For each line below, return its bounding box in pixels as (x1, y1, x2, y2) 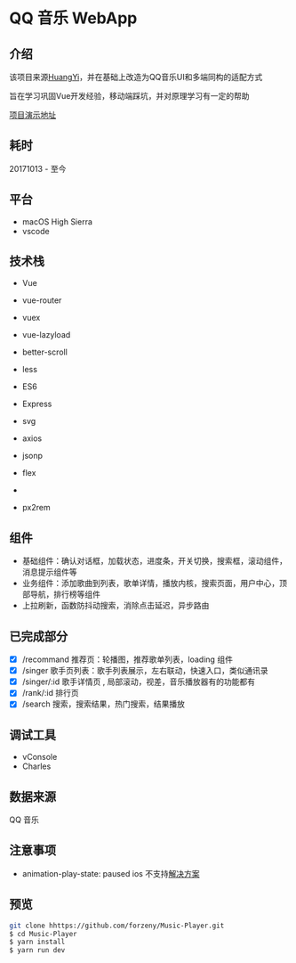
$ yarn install (9, 937, 66, 947)
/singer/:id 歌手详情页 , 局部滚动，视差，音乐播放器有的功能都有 (21, 676, 256, 687)
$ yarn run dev (9, 946, 66, 955)
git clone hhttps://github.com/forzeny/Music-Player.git (9, 921, 225, 930)
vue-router (21, 295, 62, 306)
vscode (21, 225, 51, 236)
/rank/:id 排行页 (21, 688, 79, 698)
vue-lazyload (21, 330, 71, 340)
